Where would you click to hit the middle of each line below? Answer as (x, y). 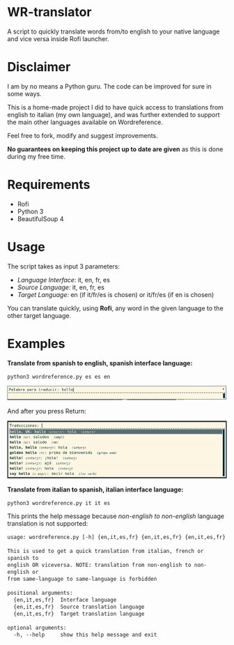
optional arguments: (37, 628)
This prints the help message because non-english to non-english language (116, 516)
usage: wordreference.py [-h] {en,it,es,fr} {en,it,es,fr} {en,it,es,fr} (117, 537)
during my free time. (37, 156)
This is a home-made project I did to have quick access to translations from (116, 107)
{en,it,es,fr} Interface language (65, 600)
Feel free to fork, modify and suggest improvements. (83, 135)
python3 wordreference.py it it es (59, 503)
